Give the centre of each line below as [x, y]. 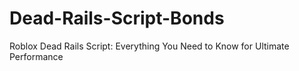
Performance [36, 56]
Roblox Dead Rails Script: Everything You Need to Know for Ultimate [149, 46]
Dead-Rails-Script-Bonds [117, 18]
